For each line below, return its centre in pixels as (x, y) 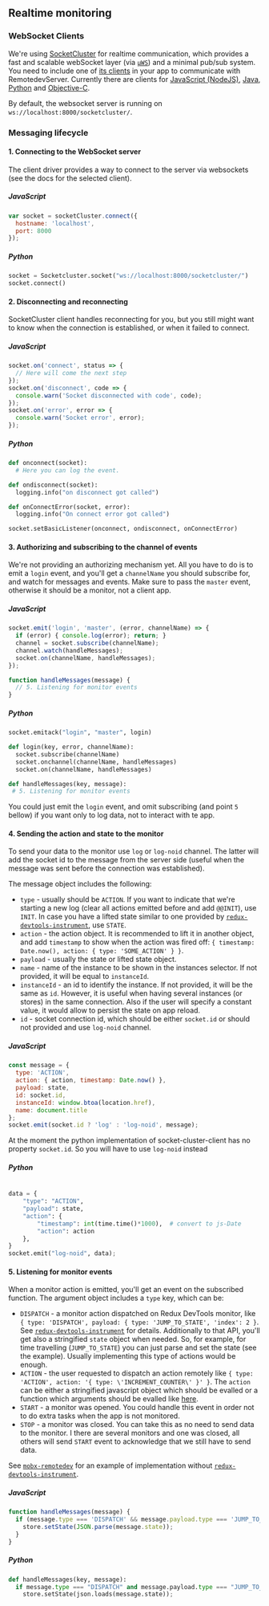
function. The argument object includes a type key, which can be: (116, 1298)
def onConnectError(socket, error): (69, 507)
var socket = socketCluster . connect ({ (73, 216)
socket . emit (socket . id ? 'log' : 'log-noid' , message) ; (103, 1125)
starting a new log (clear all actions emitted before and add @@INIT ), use (138, 908)
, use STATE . (107, 925)
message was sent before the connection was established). (107, 868)
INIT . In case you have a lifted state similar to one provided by (122, 917)
